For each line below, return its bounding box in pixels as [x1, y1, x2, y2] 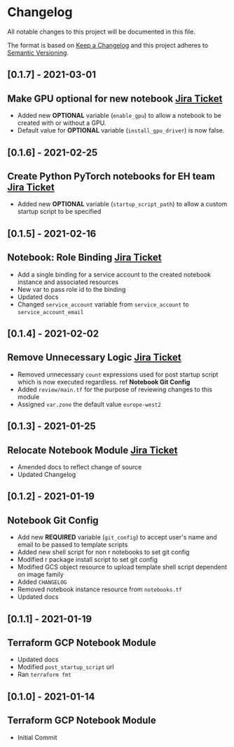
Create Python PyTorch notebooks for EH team [7, 170, 216, 182]
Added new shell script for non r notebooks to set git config [17, 548, 190, 556]
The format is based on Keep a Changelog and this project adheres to [7, 41, 209, 49]
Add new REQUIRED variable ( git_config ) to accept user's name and [17, 533, 217, 541]
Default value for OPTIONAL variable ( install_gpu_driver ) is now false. [17, 126, 225, 135]
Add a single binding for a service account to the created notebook [17, 270, 212, 278]
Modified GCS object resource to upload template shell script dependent [17, 563, 228, 572]
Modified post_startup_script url [17, 663, 114, 671]
